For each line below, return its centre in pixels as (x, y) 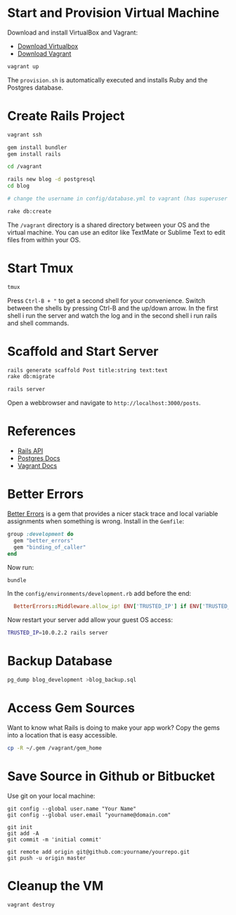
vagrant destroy (31, 904)
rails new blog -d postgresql (52, 180)
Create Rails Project (66, 116)
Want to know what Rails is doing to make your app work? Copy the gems (113, 728)
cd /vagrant (25, 167)
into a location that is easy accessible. (63, 735)
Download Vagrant (44, 54)
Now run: (20, 567)
